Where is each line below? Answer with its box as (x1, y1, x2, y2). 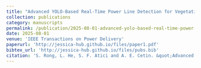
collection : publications (6, 14, 71, 20)
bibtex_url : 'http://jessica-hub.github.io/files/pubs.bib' (6, 47, 160, 53)
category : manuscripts (6, 20, 63, 25)
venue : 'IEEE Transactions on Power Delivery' (6, 36, 124, 42)
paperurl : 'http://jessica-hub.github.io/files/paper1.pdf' (6, 42, 160, 48)
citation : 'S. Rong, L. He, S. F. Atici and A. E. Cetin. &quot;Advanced (6, 53, 194, 59)
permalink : (6, 25, 33, 31)
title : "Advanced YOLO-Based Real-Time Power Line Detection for (6, 8, 172, 15)
